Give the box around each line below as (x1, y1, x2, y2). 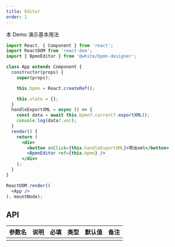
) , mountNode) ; (6, 194, 43, 200)
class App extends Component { (6, 64, 82, 70)
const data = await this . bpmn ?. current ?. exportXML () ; (16, 112, 150, 118)
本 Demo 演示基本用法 (6, 30, 60, 38)
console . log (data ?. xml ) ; (16, 118, 77, 123)
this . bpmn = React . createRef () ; (16, 85, 95, 91)
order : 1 (6, 14, 27, 20)
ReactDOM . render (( (6, 183, 51, 188)
